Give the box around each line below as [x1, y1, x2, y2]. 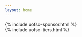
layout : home [5, 7, 32, 13]
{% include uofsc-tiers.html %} [5, 26, 70, 33]
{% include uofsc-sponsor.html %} [5, 21, 77, 27]
